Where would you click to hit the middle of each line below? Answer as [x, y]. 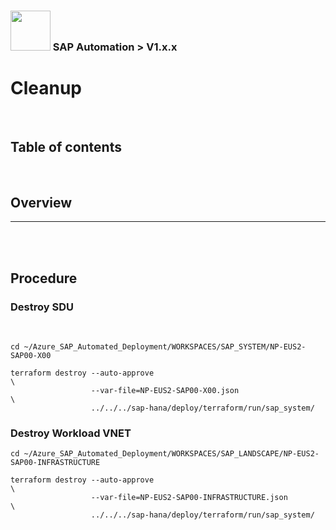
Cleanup [46, 88]
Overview [41, 203]
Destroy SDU [42, 307]
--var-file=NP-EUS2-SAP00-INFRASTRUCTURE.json [189, 498]
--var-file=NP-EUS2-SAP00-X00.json [165, 391]
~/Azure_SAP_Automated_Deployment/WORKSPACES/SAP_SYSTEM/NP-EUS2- [165, 347]
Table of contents [66, 147]
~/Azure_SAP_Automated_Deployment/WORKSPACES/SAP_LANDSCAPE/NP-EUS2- [171, 454]
